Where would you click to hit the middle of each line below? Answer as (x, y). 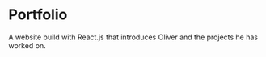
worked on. (27, 45)
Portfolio (38, 15)
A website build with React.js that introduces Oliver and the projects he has (133, 37)
